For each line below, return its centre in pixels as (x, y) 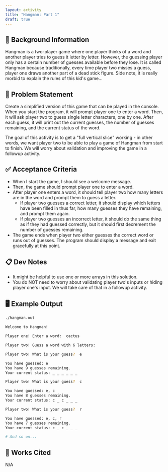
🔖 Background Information (47, 40)
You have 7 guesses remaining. (38, 423)
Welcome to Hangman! (27, 327)
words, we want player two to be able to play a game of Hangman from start (84, 143)
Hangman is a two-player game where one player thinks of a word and (78, 52)
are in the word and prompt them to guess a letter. (64, 197)
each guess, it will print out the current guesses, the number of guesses (80, 122)
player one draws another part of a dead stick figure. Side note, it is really (81, 73)
